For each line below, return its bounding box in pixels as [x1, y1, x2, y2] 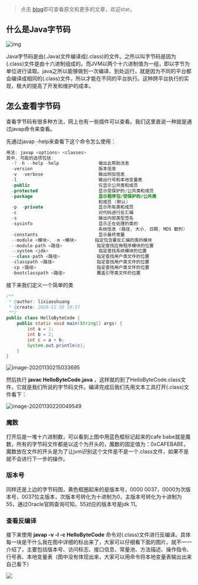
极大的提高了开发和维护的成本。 [16, 82, 94, 89]
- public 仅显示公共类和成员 [11, 182, 138, 188]
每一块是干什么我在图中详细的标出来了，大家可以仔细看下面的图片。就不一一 [6, 538, 192, 546]
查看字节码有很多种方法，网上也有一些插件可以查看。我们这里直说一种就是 [6, 118, 187, 125]
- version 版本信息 [11, 166, 117, 172]
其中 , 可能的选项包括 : [6, 155, 54, 161]
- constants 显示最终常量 [11, 232, 125, 237]
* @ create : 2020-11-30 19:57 [8, 304, 81, 310]
